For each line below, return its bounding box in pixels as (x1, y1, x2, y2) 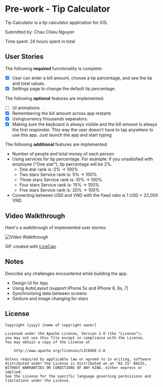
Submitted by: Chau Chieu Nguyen (5, 29, 74, 35)
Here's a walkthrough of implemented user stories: (5, 224, 107, 230)
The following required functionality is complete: (5, 65, 103, 71)
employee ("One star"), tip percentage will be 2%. (12, 161, 113, 167)
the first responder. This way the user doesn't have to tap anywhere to (12, 127, 153, 133)
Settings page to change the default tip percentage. (12, 85, 116, 91)
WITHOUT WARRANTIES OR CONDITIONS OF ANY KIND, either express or (5, 365, 143, 370)
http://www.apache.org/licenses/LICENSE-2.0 (14, 348, 106, 353)
